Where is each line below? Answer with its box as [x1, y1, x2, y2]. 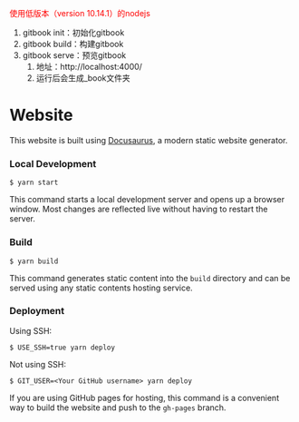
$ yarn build [9, 257, 59, 266]
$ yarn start [9, 178, 59, 188]
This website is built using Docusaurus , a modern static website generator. [9, 134, 288, 145]
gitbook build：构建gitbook [22, 39, 124, 49]
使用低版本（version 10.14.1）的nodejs [9, 8, 151, 18]
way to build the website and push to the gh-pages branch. [9, 402, 227, 413]
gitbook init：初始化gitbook [22, 27, 125, 38]
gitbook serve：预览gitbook [22, 50, 127, 61]
